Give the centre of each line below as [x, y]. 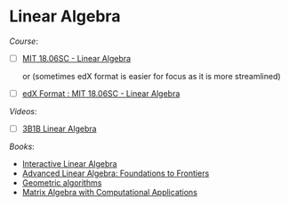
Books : [22, 147]
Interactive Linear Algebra [69, 164]
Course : [24, 41]
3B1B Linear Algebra [59, 129]
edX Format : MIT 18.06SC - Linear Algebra [101, 94]
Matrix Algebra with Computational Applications [110, 193]
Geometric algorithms [62, 183]
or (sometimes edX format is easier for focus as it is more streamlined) [152, 76]
